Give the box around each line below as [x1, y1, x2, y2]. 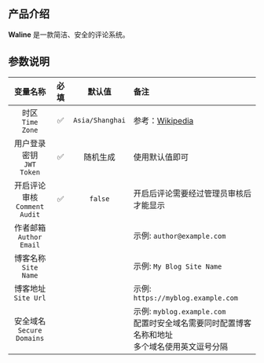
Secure [17, 325, 42, 335]
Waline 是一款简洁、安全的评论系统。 [8, 30, 130, 39]
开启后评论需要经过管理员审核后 [133, 188, 251, 199]
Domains [15, 333, 45, 343]
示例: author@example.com [133, 230, 226, 241]
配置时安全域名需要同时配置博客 [133, 317, 251, 328]
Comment [15, 202, 45, 211]
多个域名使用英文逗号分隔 [133, 341, 228, 352]
